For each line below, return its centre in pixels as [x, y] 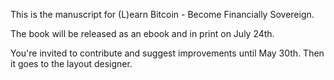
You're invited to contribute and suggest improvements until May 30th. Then [167, 53]
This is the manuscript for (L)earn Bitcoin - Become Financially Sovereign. [162, 14]
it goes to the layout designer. [71, 63]
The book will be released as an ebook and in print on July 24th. [142, 33]
